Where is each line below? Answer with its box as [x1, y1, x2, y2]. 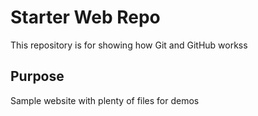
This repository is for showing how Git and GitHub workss [10, 39, 248, 51]
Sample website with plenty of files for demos [10, 94, 200, 106]
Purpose [10, 68, 65, 85]
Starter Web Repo [10, 6, 161, 29]
